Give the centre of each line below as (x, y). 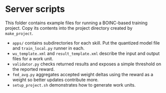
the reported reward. (33, 69)
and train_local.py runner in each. (49, 48)
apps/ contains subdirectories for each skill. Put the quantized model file (86, 43)
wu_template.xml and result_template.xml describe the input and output (86, 53)
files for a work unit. (33, 58)
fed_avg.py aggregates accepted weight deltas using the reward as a (83, 74)
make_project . (19, 33)
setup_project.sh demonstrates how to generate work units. (74, 85)
